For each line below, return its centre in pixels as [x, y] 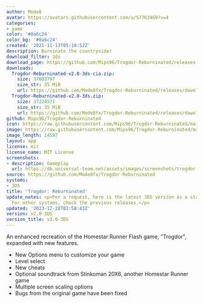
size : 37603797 [36, 79]
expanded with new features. [43, 243]
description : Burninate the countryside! [59, 51]
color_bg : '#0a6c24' [32, 40]
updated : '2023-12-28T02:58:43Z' [48, 208]
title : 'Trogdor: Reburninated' [47, 191]
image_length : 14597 [32, 136]
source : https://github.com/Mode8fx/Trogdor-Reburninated [81, 175]
